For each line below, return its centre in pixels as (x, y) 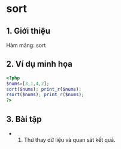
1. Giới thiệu (28, 31)
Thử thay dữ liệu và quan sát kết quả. (69, 140)
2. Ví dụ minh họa (40, 64)
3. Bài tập (24, 119)
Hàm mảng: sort (26, 45)
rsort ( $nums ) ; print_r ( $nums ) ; (45, 95)
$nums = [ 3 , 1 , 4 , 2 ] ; (28, 84)
